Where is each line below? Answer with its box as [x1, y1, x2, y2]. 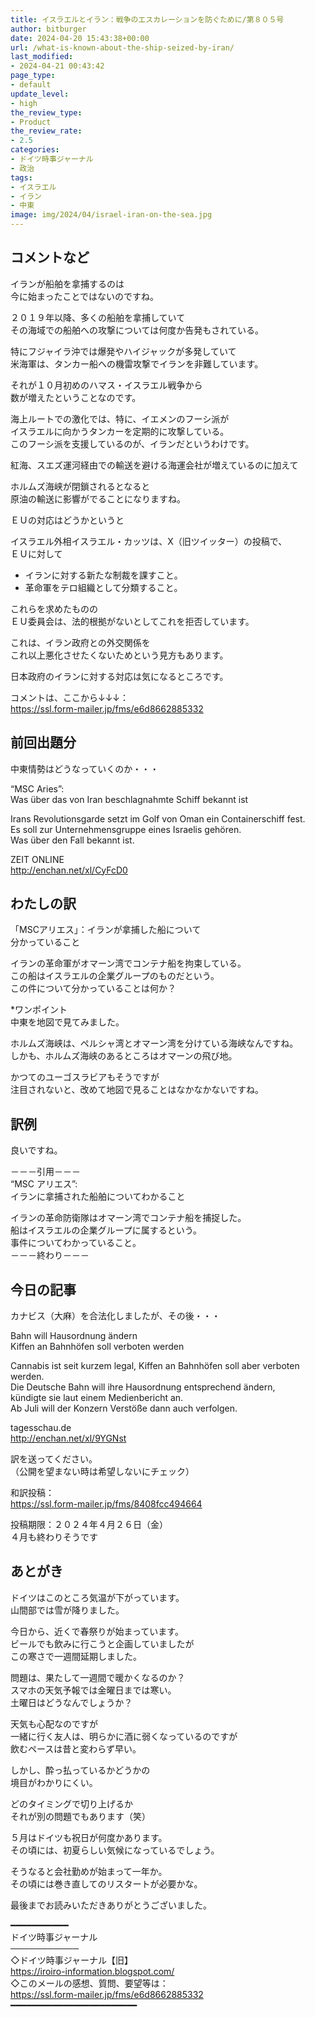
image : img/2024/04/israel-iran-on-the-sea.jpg [10, 210, 213, 220]
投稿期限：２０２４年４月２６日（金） [10, 1519, 168, 1531]
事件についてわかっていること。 [10, 1237, 142, 1249]
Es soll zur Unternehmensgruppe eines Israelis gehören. [10, 823, 242, 835]
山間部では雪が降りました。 [10, 1604, 125, 1616]
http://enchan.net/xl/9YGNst [10, 1432, 127, 1445]
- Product [10, 117, 52, 127]
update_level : [10, 89, 70, 99]
